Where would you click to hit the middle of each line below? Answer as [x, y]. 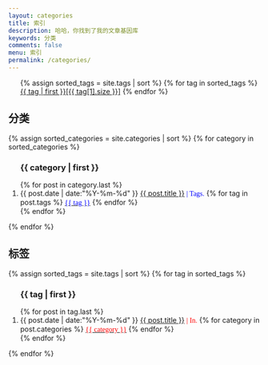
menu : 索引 [25, 53]
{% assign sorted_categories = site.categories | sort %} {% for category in [131, 138]
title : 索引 [27, 23]
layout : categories [41, 16]
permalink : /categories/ [50, 61]
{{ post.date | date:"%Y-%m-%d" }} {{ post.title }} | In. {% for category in [140, 320]
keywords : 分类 [32, 38]
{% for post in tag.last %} [62, 311]
